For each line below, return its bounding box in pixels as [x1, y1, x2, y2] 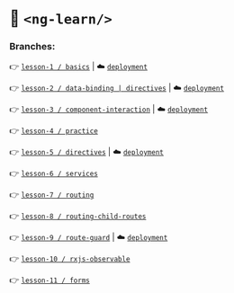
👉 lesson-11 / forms [9, 274, 90, 286]
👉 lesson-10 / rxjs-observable [9, 253, 130, 264]
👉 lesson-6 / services [9, 168, 99, 179]
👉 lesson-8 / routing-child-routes [9, 210, 147, 221]
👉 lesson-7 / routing [9, 189, 94, 200]
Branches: [9, 40, 56, 53]
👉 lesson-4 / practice [9, 125, 99, 136]
